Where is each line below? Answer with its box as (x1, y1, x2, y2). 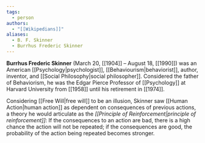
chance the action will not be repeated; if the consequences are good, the (6, 123, 192, 130)
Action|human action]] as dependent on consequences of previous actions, (6, 103, 196, 111)
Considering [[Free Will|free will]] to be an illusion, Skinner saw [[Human (6, 97, 188, 104)
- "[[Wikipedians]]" (12, 26, 64, 32)
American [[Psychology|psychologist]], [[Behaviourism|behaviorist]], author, (6, 66, 198, 73)
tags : (6, 9, 20, 15)
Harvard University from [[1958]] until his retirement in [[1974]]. (6, 85, 165, 92)
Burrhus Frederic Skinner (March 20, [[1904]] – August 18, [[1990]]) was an (6, 59, 197, 67)
